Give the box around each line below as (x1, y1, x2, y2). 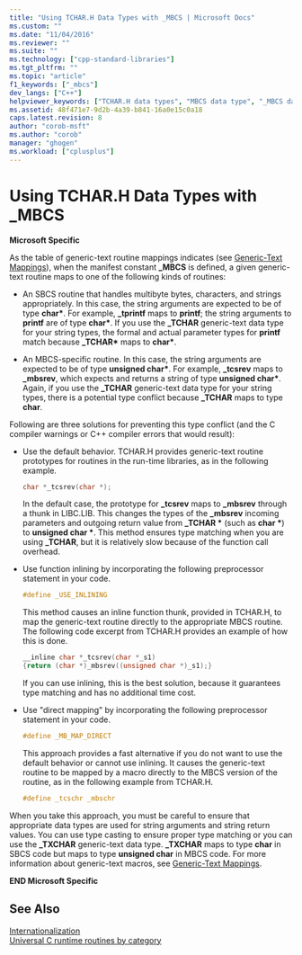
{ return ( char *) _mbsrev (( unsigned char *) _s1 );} (22, 662, 213, 671)
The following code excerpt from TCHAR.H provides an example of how (22, 626, 289, 637)
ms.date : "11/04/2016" (9, 30, 94, 39)
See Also (9, 901, 60, 917)
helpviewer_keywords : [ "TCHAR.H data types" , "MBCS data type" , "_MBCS (9, 96, 283, 106)
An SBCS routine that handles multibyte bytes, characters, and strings (22, 289, 281, 299)
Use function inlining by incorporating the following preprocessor (22, 564, 264, 575)
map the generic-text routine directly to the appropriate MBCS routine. (22, 617, 283, 628)
